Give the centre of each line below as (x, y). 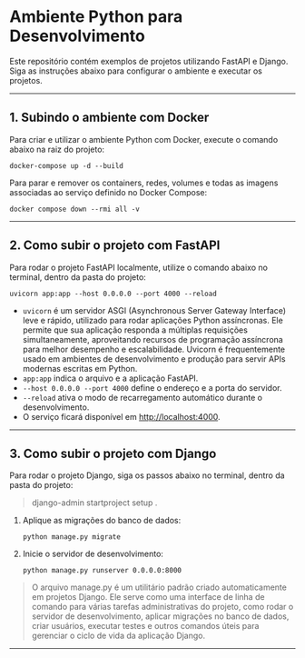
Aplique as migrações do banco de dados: (102, 521)
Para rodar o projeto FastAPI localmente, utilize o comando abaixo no (138, 267)
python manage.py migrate (71, 537)
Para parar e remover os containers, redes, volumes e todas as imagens (144, 183)
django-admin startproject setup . (94, 503)
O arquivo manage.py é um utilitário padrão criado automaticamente (159, 587)
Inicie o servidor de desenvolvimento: (93, 554)
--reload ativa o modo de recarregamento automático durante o (143, 397)
